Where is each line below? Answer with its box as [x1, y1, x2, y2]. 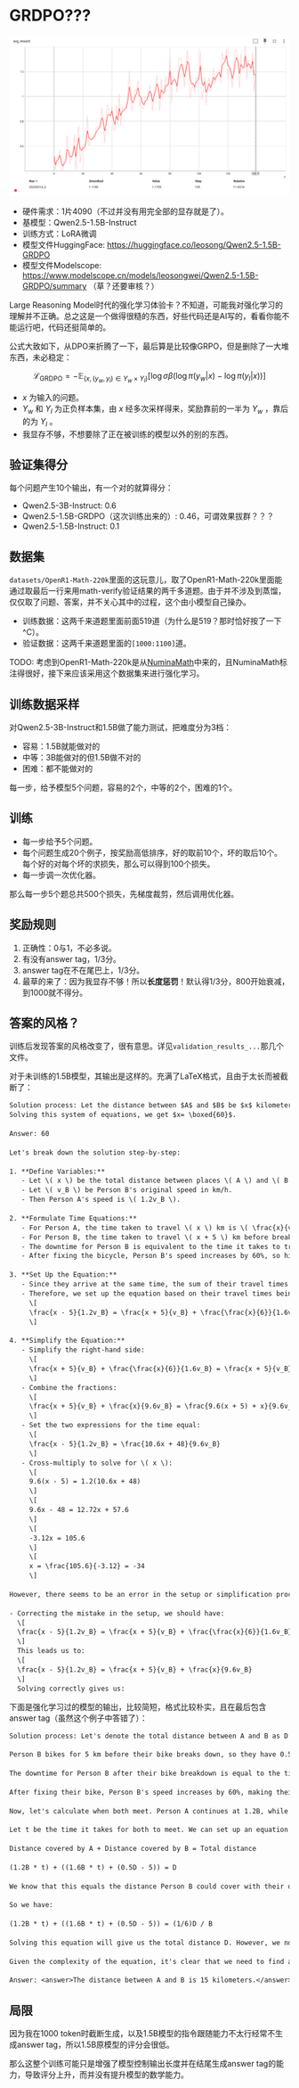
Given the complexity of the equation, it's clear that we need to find [9, 1957, 285, 1966]
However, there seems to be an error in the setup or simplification [9, 1590, 273, 1599]
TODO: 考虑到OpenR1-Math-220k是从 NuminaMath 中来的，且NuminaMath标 [9, 657, 287, 668]
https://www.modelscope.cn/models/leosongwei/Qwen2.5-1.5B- [21, 269, 259, 281]
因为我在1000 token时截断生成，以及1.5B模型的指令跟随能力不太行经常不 [9, 2028, 276, 2039]
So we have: [9, 1901, 53, 1910]
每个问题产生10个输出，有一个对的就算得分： [9, 482, 174, 493]
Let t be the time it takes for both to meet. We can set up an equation [9, 1825, 289, 1835]
